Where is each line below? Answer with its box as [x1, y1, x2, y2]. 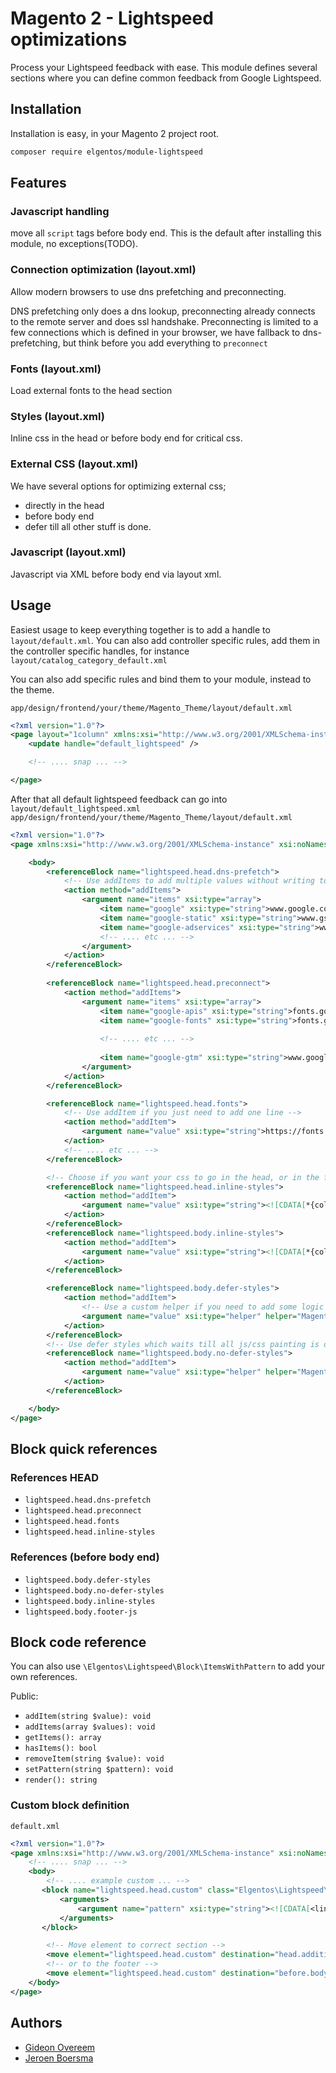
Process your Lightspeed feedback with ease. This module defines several [10, 61, 318, 73]
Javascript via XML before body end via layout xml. [10, 568, 222, 580]
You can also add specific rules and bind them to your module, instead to [10, 673, 312, 685]
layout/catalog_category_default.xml [10, 655, 168, 666]
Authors [10, 2015, 63, 2032]
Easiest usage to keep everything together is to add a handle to [10, 623, 271, 636]
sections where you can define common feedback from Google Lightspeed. [10, 72, 322, 84]
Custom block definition [10, 1798, 130, 1812]
